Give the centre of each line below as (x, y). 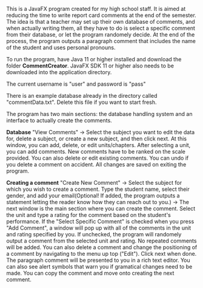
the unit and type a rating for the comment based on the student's (88, 215)
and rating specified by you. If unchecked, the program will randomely (94, 234)
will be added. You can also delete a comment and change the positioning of (102, 247)
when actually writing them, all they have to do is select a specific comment (101, 28)
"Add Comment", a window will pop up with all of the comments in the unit (99, 228)
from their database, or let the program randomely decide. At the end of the (101, 35)
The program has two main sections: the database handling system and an (99, 114)
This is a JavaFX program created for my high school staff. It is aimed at (96, 9)
